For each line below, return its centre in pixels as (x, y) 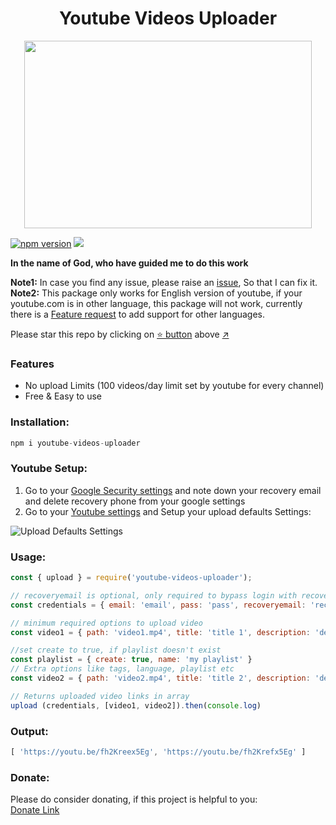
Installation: (40, 422)
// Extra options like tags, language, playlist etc (122, 669)
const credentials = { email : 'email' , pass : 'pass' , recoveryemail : (158, 605)
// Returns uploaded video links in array (100, 696)
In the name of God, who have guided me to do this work (129, 263)
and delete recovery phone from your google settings (135, 501)
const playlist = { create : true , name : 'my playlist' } (131, 660)
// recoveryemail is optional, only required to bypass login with (154, 595)
